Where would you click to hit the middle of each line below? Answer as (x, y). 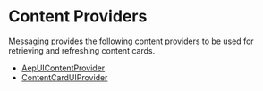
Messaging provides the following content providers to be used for (131, 41)
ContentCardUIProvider (64, 77)
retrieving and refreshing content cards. (82, 50)
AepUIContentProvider (63, 68)
